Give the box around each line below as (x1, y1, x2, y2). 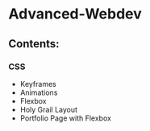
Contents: (8, 37, 60, 51)
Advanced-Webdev (8, 5, 143, 23)
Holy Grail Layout (19, 104, 78, 114)
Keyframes (19, 79, 56, 88)
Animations (19, 88, 58, 97)
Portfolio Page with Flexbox (19, 113, 111, 123)
